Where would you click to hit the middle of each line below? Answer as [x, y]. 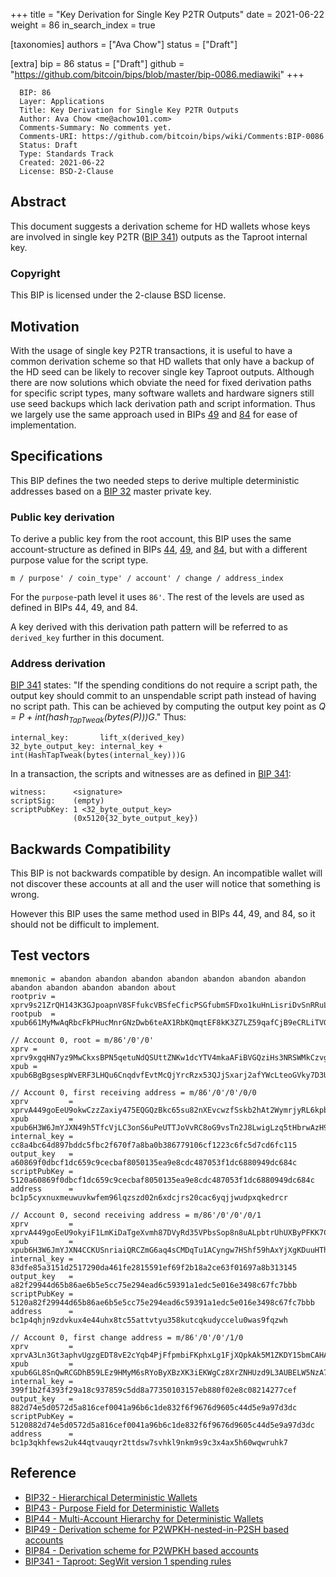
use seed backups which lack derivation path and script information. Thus [163, 403]
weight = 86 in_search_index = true [83, 25]
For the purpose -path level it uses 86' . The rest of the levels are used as [157, 597]
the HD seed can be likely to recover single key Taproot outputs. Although [162, 371]
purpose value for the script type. [79, 560]
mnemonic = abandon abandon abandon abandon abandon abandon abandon [158, 979]
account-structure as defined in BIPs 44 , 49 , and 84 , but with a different [159, 550]
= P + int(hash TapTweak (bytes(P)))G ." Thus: [98, 718]
